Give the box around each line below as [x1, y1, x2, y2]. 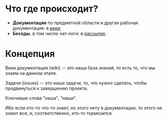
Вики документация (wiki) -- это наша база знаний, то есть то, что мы [5, 65, 155, 71]
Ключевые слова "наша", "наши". [5, 95, 77, 101]
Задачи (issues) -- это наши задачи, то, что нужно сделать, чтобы [5, 80, 147, 86]
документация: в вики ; [12, 25, 62, 31]
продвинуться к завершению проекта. [5, 85, 88, 91]
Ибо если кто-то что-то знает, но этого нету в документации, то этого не [5, 104, 162, 111]
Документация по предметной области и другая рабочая [12, 20, 138, 26]
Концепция [5, 48, 55, 59]
